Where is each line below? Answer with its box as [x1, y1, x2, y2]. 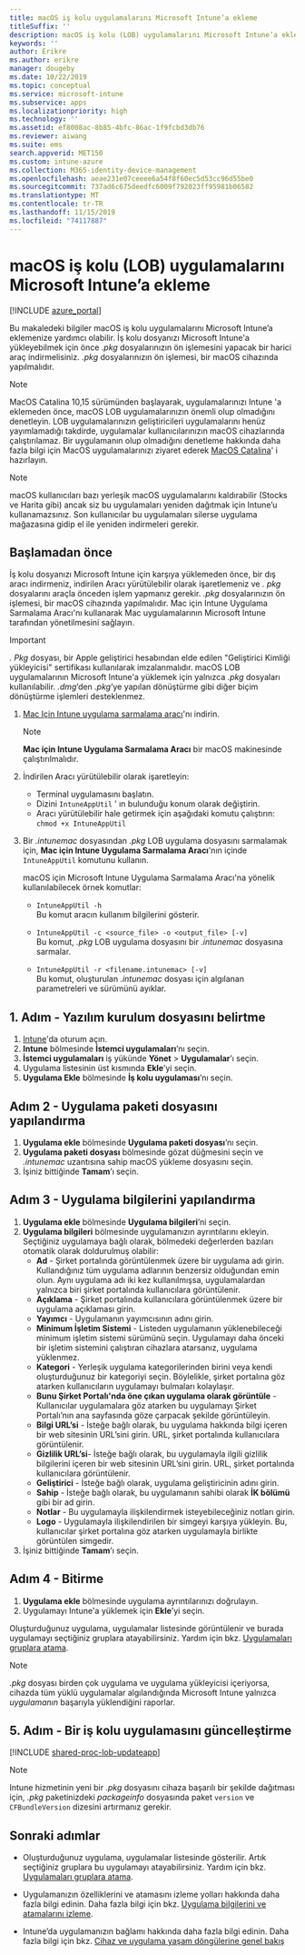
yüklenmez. [35, 1351, 80, 1362]
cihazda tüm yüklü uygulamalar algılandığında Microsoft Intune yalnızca [9, 1687, 277, 1698]
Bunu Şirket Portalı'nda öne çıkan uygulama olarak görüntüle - [35, 1390, 277, 1401]
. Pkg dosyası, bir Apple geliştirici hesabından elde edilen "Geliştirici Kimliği [9, 652, 290, 664]
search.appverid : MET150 [9, 148, 103, 157]
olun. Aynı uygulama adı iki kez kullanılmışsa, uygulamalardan [35, 1274, 266, 1285]
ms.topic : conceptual [9, 81, 92, 90]
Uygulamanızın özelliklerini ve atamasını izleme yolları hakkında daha [22, 1889, 280, 1900]
